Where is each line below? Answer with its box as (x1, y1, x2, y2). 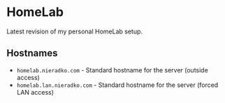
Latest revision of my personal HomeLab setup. (6, 27, 143, 35)
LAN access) (16, 88, 54, 96)
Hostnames (6, 47, 58, 59)
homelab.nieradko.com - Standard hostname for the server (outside (16, 65, 209, 74)
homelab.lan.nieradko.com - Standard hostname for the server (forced (16, 81, 219, 89)
